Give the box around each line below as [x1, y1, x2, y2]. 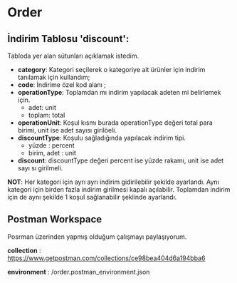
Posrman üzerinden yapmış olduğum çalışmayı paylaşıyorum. [7, 232, 187, 241]
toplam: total [28, 111, 65, 119]
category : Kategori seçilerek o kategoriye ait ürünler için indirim [17, 66, 206, 73]
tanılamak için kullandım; [17, 73, 90, 81]
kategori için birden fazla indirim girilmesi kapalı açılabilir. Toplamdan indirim [7, 185, 231, 193]
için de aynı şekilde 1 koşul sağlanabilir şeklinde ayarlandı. [7, 193, 177, 201]
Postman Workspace [7, 213, 102, 225]
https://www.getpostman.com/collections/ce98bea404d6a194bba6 [7, 254, 206, 262]
